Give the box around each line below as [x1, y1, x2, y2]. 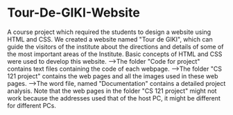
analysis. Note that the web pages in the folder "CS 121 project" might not [7, 87, 217, 95]
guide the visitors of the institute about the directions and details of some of [7, 42, 224, 51]
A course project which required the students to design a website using [7, 28, 212, 36]
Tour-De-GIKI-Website [7, 5, 140, 21]
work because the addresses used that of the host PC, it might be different [7, 94, 221, 102]
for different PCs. [7, 101, 57, 109]
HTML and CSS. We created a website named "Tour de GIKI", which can [7, 35, 213, 43]
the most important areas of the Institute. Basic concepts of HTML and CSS [7, 50, 223, 58]
